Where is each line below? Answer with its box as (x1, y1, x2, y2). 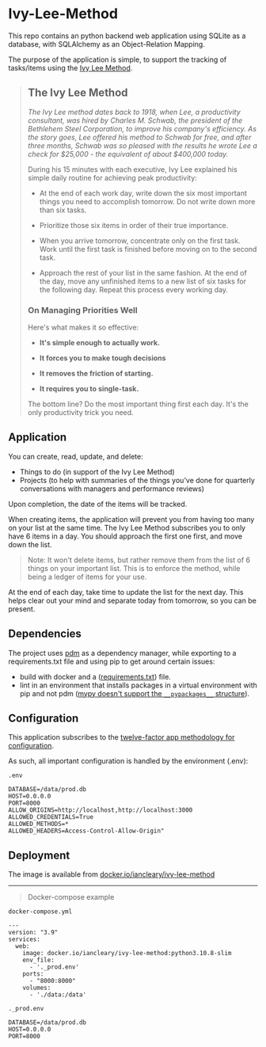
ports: (22, 970, 44, 978)
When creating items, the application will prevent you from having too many (8, 514, 255, 523)
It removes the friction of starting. (39, 369, 154, 379)
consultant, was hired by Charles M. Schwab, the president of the (27, 116, 243, 125)
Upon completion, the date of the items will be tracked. (8, 499, 188, 508)
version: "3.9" (8, 928, 59, 937)
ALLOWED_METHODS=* (8, 820, 69, 828)
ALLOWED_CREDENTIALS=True (8, 813, 93, 821)
